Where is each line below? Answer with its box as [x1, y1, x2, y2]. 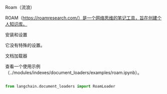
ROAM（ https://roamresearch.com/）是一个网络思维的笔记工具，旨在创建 [5, 15, 157, 21]
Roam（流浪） [5, 4, 35, 10]
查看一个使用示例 [5, 64, 41, 69]
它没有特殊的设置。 [5, 42, 45, 48]
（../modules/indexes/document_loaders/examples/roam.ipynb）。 [5, 70, 142, 76]
